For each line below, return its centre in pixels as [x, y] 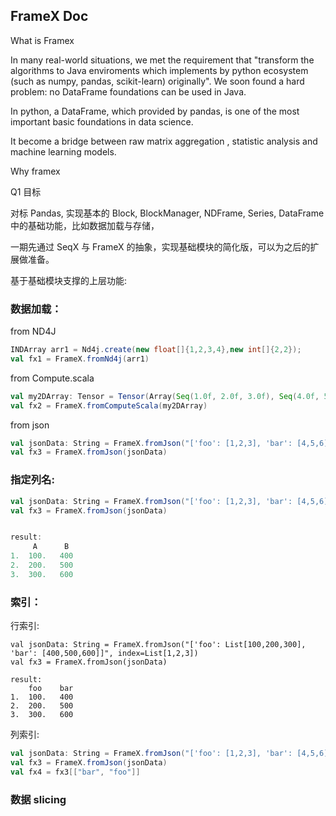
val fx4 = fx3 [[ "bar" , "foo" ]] [75, 772]
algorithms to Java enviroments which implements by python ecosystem [159, 70]
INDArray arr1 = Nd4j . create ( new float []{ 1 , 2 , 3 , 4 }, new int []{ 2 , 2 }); [156, 350]
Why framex [35, 171]
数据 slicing [38, 799]
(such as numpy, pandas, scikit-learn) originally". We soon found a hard [157, 81]
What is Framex [42, 40]
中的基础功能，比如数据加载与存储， [85, 225]
